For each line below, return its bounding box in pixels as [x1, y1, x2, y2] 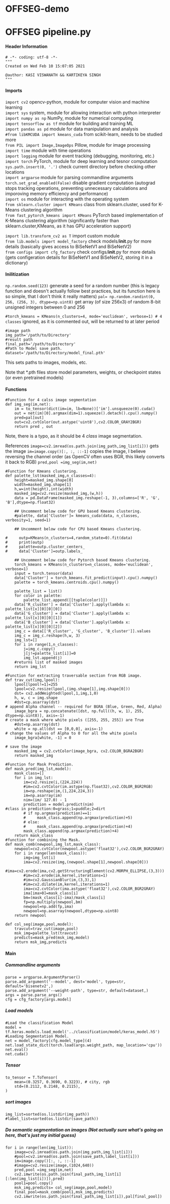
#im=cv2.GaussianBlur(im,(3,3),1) [23, 878, 96, 883]
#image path [5, 328, 30, 333]
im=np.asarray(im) [23, 793, 62, 798]
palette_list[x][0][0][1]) [5, 615, 62, 621]
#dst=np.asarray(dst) [14, 722, 60, 727]
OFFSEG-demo [5, 3, 70, 15]
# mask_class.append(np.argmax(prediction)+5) [23, 815, 133, 820]
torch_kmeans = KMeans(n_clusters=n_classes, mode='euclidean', [14, 562, 153, 567]
